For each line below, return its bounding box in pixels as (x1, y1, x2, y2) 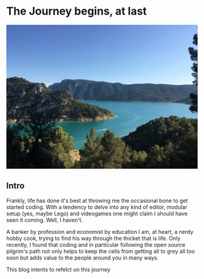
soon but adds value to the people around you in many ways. (6, 254, 159, 261)
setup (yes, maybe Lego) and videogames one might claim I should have (6, 210, 188, 217)
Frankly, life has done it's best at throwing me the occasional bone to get (6, 197, 188, 204)
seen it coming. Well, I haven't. (6, 216, 83, 224)
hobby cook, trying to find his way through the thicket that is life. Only (6, 235, 181, 242)
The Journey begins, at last (6, 4, 147, 18)
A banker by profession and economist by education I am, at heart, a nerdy (6, 228, 194, 235)
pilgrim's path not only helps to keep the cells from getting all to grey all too (6, 247, 195, 255)
